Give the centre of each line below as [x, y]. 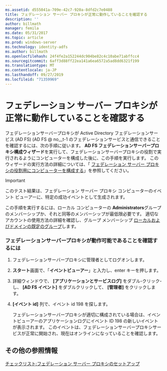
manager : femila [22, 28]
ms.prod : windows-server [31, 42]
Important [15, 180]
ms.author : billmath [27, 51]
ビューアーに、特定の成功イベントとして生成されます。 [71, 197]
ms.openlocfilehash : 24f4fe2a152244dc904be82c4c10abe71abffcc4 [72, 56]
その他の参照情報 [31, 351]
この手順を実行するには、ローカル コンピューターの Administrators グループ [83, 207]
